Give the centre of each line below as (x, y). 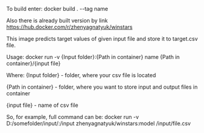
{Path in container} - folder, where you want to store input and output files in (102, 87)
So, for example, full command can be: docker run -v (72, 117)
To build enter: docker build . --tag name (57, 9)
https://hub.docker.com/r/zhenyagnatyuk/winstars (69, 27)
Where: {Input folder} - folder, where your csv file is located (81, 75)
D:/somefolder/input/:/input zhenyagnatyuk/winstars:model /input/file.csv (99, 123)
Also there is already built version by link (57, 20)
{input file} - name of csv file (42, 105)
